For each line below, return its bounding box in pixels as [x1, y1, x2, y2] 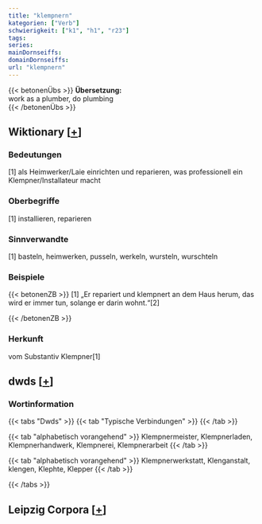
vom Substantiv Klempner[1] [8, 351, 101, 361]
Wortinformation [8, 398, 74, 409]
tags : [8, 33, 26, 42]
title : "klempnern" [8, 11, 73, 20]
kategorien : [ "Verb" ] [8, 19, 80, 27]
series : [8, 41, 34, 49]
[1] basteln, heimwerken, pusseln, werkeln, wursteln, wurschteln [8, 252, 218, 261]
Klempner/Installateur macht [8, 176, 101, 186]
